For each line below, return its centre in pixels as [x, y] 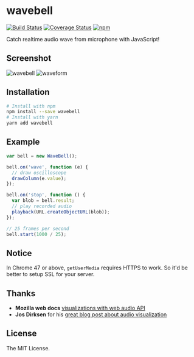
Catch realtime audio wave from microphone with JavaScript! [83, 39]
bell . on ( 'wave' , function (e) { [47, 167]
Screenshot [29, 58]
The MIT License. [28, 348]
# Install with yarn [33, 117]
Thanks [21, 293]
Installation [28, 92]
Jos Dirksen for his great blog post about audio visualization [91, 314]
